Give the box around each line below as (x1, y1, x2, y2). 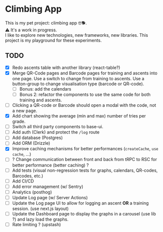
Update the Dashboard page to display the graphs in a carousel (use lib (12, 210, 156, 216)
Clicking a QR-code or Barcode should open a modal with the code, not (12, 102, 157, 108)
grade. (12, 118, 26, 124)
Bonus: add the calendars (19, 86, 71, 92)
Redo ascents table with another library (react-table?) (12, 65, 120, 70)
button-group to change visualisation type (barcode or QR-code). (12, 81, 144, 87)
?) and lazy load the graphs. (12, 216, 69, 222)
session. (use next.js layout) (12, 206, 69, 211)
